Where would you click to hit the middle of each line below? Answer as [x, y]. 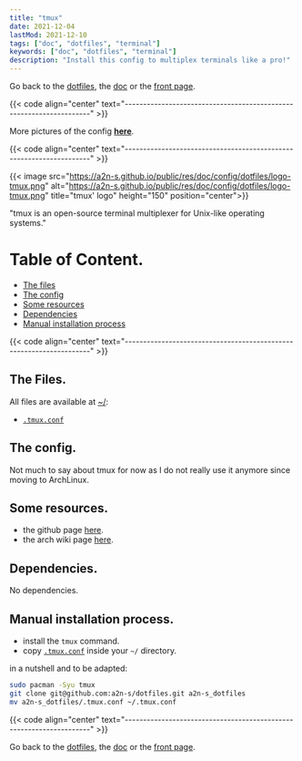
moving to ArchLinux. [49, 479]
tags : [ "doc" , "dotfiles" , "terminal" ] [85, 43]
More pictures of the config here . [72, 131]
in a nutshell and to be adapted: [69, 668]
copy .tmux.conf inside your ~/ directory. [100, 651]
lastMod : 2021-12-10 [49, 35]
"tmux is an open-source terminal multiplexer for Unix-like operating [137, 213]
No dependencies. [44, 591]
